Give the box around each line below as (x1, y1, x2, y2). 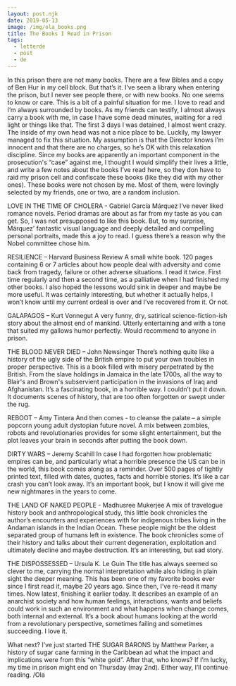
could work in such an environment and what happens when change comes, (7, 604, 229, 613)
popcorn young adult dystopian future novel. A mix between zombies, (7, 421, 210, 429)
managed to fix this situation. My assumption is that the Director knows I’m (7, 135, 224, 144)
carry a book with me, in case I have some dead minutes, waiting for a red (7, 113, 222, 121)
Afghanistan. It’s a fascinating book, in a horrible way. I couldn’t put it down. (7, 385, 227, 393)
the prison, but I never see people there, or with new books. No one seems (7, 90, 224, 99)
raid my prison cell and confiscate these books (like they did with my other (7, 173, 224, 181)
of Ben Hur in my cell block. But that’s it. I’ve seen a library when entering (7, 82, 220, 92)
